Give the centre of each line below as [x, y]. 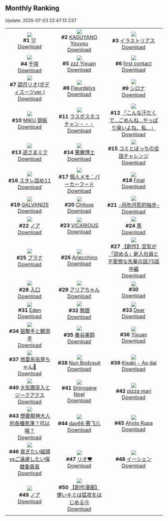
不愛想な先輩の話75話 [134, 262]
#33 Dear [133, 310]
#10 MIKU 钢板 [29, 120]
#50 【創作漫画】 [79, 487]
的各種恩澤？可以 [30, 423]
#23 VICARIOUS [79, 225]
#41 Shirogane [79, 387]
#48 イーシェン [134, 459]
